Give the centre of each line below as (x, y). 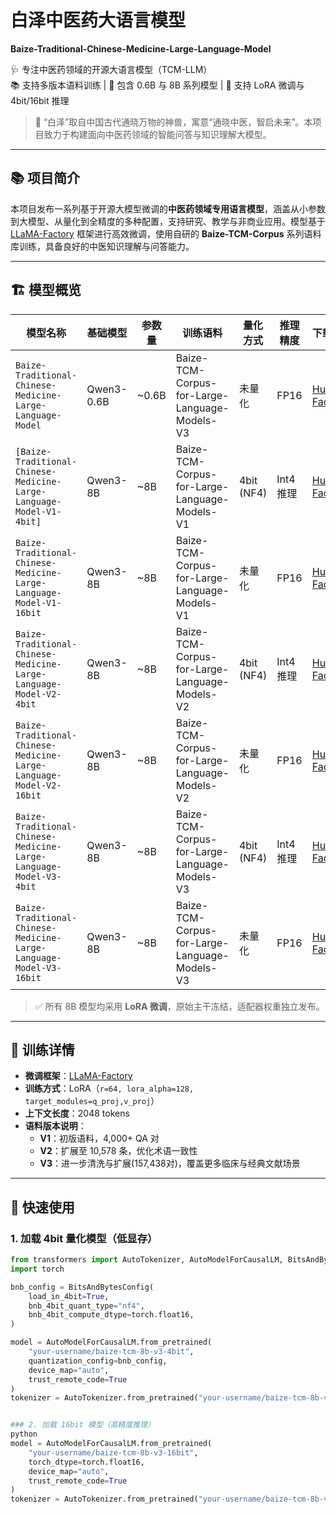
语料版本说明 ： (55, 1126)
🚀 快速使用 (42, 1207)
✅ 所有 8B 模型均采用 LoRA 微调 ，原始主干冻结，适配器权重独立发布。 (179, 1006)
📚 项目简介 (45, 178)
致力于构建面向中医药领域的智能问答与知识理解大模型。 (157, 134)
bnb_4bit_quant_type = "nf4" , (86, 1306)
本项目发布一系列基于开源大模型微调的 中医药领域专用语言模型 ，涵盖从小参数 (168, 208)
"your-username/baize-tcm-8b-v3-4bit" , (111, 1352)
